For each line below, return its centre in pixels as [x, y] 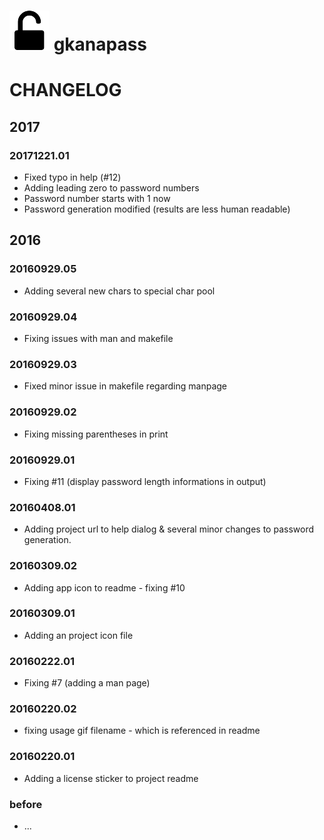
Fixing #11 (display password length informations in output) [145, 481]
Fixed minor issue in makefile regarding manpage [125, 386]
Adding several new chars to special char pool [119, 291]
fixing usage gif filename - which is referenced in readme [142, 731]
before [26, 804]
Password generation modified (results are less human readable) [157, 209]
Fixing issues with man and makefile [98, 339]
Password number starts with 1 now [97, 199]
